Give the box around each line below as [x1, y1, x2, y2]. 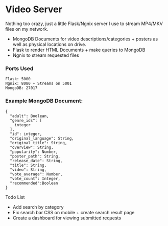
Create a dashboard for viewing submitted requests [12, 215, 122, 221]
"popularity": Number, [10, 149, 58, 154]
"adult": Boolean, [10, 114, 50, 119]
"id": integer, [10, 131, 42, 137]
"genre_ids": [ [10, 118, 42, 123]
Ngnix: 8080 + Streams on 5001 [5, 81, 72, 86]
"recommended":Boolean [10, 180, 58, 186]
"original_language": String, [10, 135, 74, 141]
